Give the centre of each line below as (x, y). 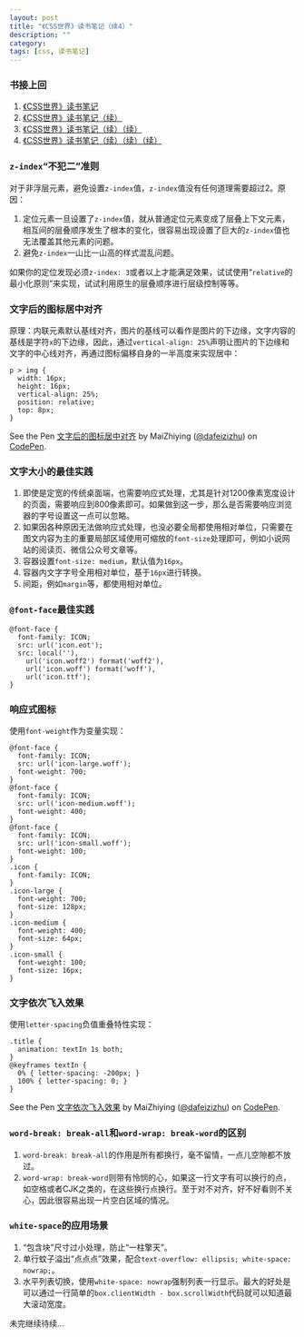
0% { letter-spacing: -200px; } (79, 1074)
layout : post (34, 18)
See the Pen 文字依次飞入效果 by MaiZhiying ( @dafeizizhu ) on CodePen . (145, 1107)
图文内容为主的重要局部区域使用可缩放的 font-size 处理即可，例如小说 (152, 539)
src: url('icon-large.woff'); (74, 764)
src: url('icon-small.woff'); (74, 843)
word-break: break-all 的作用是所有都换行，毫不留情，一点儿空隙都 (149, 1154)
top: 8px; (36, 411)
